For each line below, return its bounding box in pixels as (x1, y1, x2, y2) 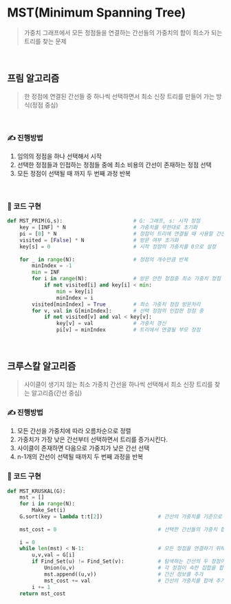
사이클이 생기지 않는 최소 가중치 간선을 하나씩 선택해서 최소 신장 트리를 (23, 380, 213, 388)
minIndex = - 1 (32, 262, 72, 269)
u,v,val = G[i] (32, 552, 76, 559)
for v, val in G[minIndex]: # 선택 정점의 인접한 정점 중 (32, 307, 204, 314)
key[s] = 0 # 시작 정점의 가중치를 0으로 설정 (19, 243, 217, 250)
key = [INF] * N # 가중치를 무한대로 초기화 (19, 224, 198, 231)
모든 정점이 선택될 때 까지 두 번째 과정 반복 (16, 169, 131, 178)
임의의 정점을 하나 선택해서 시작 (16, 152, 102, 160)
